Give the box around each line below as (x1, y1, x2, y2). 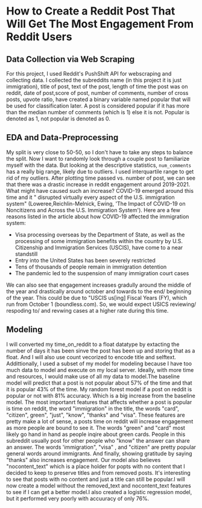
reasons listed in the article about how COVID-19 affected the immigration (6, 213, 189, 220)
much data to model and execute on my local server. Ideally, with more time (6, 366, 194, 373)
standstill (14, 250, 38, 258)
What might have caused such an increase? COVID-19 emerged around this (6, 187, 194, 194)
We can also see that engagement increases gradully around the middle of (6, 281, 192, 288)
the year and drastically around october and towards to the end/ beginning (6, 287, 192, 295)
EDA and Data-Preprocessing (6, 132, 119, 143)
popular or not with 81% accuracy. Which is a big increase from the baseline (6, 392, 196, 399)
